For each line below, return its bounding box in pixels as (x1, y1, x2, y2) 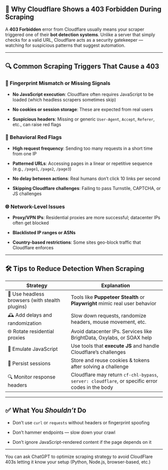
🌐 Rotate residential (7, 328, 54, 335)
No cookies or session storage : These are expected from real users (12, 106, 153, 112)
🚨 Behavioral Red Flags (5, 134, 62, 141)
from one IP (12, 150, 37, 156)
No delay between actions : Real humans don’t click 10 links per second (12, 175, 160, 181)
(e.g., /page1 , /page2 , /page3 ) (12, 165, 71, 171)
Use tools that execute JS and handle (70, 342, 159, 349)
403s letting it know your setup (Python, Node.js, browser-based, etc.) (5, 458, 151, 465)
